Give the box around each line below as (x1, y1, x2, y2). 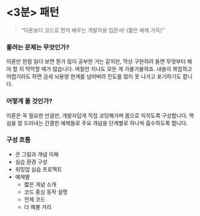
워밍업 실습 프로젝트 (14, 165, 62, 173)
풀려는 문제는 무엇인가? (6, 43, 70, 51)
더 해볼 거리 (23, 203, 52, 211)
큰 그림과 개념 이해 (14, 150, 59, 158)
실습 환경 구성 (14, 158, 48, 165)
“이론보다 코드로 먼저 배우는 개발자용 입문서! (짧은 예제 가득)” (20, 26, 164, 34)
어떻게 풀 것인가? (6, 97, 53, 105)
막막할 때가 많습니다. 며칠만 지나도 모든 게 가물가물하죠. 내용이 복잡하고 (25, 66, 193, 73)
